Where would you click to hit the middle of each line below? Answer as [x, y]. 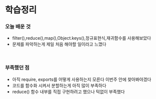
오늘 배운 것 [18, 26]
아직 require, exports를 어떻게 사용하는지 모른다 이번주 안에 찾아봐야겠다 [82, 79]
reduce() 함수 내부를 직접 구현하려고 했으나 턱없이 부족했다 [68, 92]
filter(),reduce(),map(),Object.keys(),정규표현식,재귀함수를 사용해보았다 [82, 38]
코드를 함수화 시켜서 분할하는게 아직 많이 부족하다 [59, 85]
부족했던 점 [17, 68]
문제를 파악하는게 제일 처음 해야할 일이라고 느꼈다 [59, 44]
